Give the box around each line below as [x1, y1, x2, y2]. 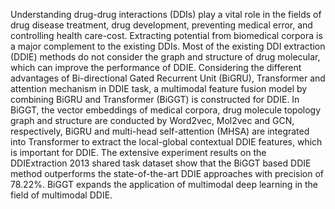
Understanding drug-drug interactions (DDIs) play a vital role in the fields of [10, 9, 322, 20]
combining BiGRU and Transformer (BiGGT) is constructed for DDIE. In [10, 94, 300, 105]
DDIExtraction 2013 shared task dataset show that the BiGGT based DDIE [10, 157, 312, 169]
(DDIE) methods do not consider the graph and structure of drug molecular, [10, 51, 321, 63]
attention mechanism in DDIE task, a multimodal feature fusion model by [10, 83, 308, 94]
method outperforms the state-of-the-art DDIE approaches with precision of [10, 168, 325, 179]
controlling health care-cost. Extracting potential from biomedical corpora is [10, 30, 323, 41]
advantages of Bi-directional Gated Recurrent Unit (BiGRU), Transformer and [10, 72, 326, 84]
